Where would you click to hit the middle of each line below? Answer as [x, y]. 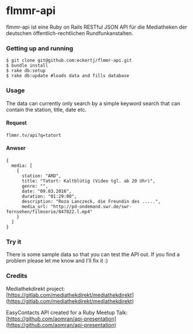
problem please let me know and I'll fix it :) [57, 261]
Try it [14, 242]
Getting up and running [40, 48]
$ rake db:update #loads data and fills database [68, 76]
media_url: [35, 206]
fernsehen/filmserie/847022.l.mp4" [49, 212]
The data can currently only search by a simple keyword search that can [93, 103]
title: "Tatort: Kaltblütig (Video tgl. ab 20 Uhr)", [89, 181]
